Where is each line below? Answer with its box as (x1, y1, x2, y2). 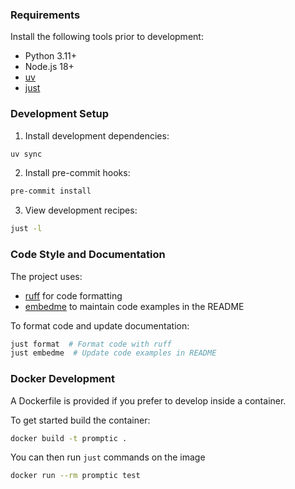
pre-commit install (10, 186, 92, 197)
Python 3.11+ (24, 50, 78, 62)
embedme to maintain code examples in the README (24, 300, 245, 312)
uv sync (10, 149, 43, 159)
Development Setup (10, 107, 109, 121)
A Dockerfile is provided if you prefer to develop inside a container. (10, 394, 287, 407)
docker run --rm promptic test (10, 471, 141, 481)
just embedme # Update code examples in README (10, 348, 217, 358)
